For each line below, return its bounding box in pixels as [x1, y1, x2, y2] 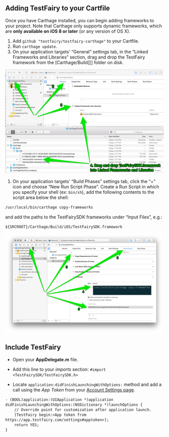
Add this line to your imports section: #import [12, 366, 106, 372]
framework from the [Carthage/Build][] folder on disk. [12, 59, 124, 65]
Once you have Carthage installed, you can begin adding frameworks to [5, 17, 154, 23]
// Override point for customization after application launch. [14, 407, 152, 412]
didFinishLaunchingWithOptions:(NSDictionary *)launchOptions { [5, 402, 143, 407]
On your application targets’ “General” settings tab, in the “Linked [12, 48, 148, 54]
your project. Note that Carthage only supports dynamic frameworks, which [5, 23, 162, 29]
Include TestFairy [5, 343, 61, 352]
